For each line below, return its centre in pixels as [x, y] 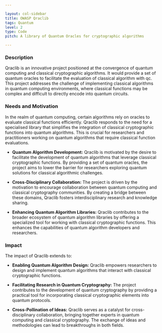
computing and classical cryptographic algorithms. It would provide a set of [81, 73]
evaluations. [17, 143]
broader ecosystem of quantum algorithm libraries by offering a [75, 217]
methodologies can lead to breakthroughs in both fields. [68, 325]
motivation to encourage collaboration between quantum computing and [84, 187]
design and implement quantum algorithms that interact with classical [81, 270]
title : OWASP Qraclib [27, 18]
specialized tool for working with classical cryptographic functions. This [84, 222]
